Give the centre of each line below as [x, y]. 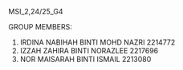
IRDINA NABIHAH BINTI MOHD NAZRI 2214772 [98, 42]
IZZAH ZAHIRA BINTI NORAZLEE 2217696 [89, 51]
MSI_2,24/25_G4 [36, 12]
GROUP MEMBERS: [40, 27]
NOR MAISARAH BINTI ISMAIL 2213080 [85, 59]
